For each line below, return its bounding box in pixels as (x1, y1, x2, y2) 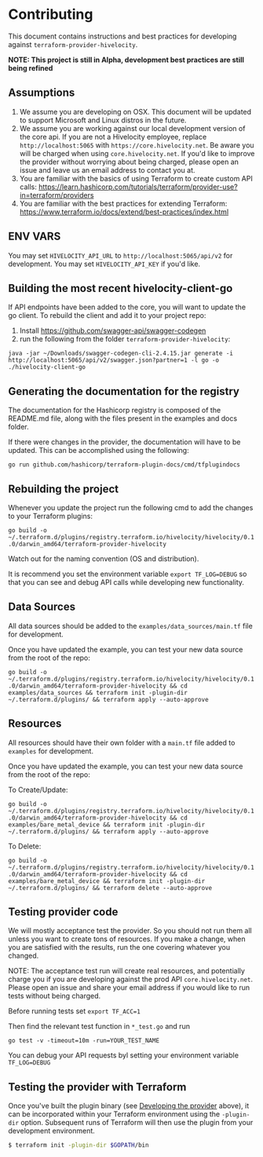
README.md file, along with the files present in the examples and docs (8, 414, 238, 423)
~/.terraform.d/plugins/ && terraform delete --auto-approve (8, 884, 213, 892)
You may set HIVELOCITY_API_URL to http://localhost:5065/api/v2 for (8, 250, 233, 260)
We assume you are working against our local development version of (19, 123, 246, 133)
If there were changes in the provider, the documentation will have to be (8, 437, 241, 447)
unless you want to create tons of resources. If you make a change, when (8, 934, 246, 943)
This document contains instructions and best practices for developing (8, 31, 237, 41)
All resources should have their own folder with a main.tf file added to (8, 738, 236, 747)
